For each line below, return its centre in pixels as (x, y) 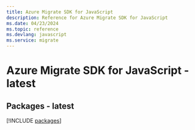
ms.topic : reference (33, 29)
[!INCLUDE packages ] (34, 121)
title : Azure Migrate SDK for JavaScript (60, 12)
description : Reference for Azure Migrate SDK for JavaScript (87, 18)
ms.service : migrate (33, 40)
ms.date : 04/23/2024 (33, 23)
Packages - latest (40, 106)
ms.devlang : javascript (37, 35)
